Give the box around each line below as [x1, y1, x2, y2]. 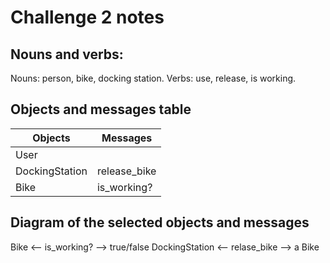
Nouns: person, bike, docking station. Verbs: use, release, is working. [10, 72, 297, 84]
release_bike [96, 164, 157, 178]
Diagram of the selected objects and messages [10, 214, 310, 231]
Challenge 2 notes [10, 6, 165, 29]
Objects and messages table [10, 101, 192, 118]
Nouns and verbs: [10, 46, 124, 63]
